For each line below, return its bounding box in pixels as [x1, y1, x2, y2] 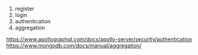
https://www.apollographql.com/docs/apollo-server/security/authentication [6, 36, 193, 42]
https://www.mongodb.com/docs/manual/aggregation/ [6, 42, 142, 49]
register [14, 5, 35, 12]
